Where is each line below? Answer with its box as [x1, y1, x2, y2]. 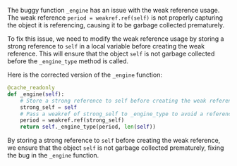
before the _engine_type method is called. [7, 57, 129, 65]
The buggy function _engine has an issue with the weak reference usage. [7, 6, 220, 14]
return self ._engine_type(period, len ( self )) [20, 123, 157, 131]
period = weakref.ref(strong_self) [20, 117, 125, 124]
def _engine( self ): [7, 91, 65, 98]
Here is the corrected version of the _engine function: [7, 70, 162, 79]
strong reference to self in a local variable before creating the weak [7, 42, 205, 50]
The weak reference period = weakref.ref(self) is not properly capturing [7, 13, 224, 22]
